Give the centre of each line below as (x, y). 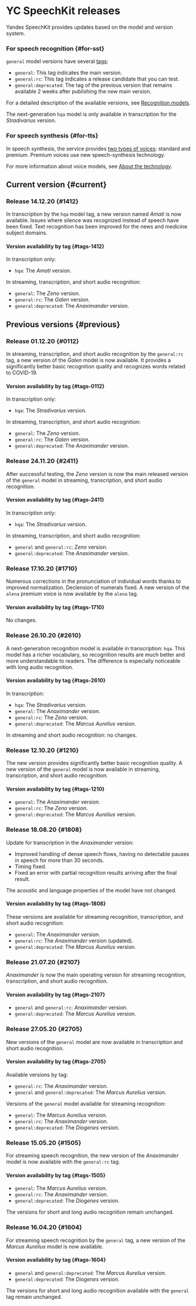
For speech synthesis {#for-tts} (52, 136)
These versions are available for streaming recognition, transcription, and (95, 916)
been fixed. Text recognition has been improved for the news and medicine (97, 227)
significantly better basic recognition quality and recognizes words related (96, 367)
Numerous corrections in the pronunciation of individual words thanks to (94, 581)
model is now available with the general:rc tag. (63, 1162)
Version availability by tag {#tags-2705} (56, 1062)
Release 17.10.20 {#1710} (42, 568)
